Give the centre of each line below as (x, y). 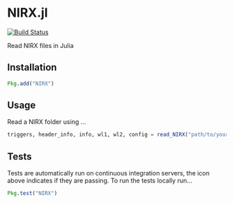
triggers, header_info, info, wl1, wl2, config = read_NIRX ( (98, 135)
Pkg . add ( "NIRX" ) (31, 84)
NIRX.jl (28, 13)
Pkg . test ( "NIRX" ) (32, 194)
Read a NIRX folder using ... (47, 122)
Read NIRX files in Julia (41, 45)
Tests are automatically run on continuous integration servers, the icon (109, 173)
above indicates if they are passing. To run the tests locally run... (100, 181)
